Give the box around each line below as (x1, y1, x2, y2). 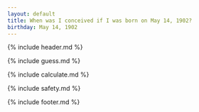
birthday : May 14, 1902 (7, 23, 78, 30)
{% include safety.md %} (7, 84, 81, 93)
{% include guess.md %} (7, 57, 80, 65)
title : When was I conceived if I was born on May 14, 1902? (7, 17, 193, 24)
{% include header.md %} (7, 43, 83, 52)
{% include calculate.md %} (7, 70, 90, 79)
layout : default (7, 10, 55, 18)
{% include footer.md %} (7, 98, 80, 106)
